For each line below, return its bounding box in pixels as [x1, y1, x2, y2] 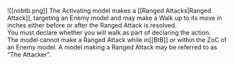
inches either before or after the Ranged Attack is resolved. [7, 21, 178, 29]
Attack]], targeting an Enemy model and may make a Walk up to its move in [7, 14, 223, 22]
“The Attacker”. [7, 50, 51, 58]
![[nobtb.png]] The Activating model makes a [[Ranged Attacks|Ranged [7, 7, 212, 14]
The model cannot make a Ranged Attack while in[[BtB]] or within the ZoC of [7, 36, 227, 44]
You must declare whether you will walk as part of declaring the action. [7, 28, 211, 36]
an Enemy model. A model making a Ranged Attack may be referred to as [7, 43, 217, 51]
